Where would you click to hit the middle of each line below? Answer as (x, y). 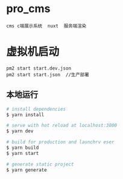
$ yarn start (23, 153)
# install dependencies (36, 109)
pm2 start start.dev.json (39, 68)
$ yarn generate (27, 170)
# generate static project (40, 164)
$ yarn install (25, 115)
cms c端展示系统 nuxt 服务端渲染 (46, 26)
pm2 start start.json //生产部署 (48, 74)
